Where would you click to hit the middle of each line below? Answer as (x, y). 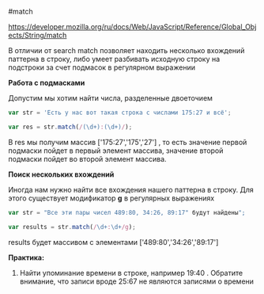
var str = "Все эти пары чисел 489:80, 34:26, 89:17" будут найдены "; (127, 212)
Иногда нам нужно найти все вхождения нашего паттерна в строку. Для (131, 189)
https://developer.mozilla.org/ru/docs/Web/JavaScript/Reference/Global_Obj (132, 27)
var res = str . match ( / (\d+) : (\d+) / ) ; (70, 127)
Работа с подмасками (47, 83)
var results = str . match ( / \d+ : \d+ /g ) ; (72, 227)
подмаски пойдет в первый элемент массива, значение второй (116, 151)
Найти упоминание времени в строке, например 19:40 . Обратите (131, 273)
